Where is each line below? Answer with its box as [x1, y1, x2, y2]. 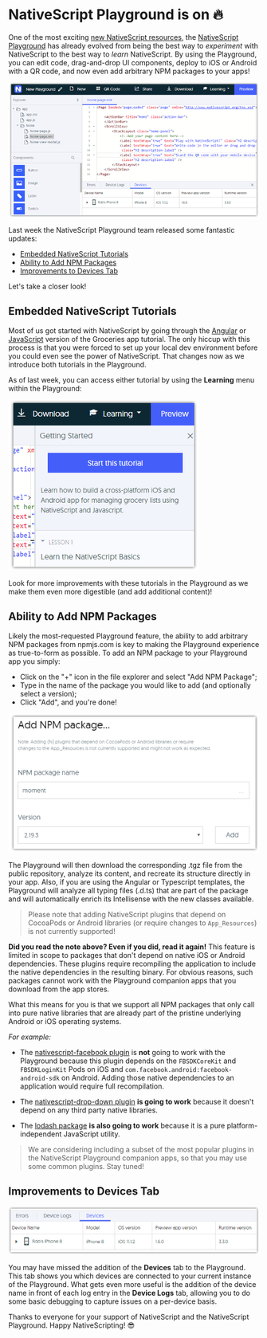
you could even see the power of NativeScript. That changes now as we [8, 351, 245, 360]
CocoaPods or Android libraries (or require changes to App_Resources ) [27, 918, 257, 928]
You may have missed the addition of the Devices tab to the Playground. [8, 1263, 246, 1273]
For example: [8, 1032, 52, 1042]
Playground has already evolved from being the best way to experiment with [8, 41, 259, 50]
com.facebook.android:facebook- [124, 1065, 233, 1073]
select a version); [19, 689, 77, 698]
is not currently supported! [27, 926, 116, 936]
